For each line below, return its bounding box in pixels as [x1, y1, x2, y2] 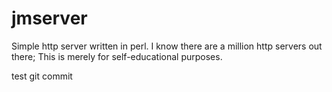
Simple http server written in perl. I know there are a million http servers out [11, 40, 323, 52]
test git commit [11, 70, 73, 82]
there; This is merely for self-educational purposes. [11, 50, 223, 62]
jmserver [11, 7, 88, 30]
